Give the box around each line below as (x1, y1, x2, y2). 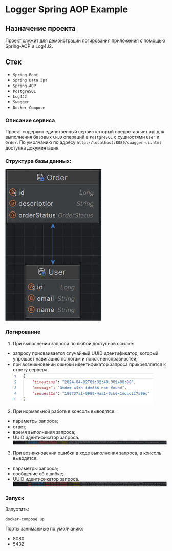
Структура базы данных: (5, 158, 72, 165)
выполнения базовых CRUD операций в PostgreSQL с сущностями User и (5, 134, 160, 140)
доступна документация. (5, 145, 60, 151)
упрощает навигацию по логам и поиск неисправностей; (12, 355, 138, 362)
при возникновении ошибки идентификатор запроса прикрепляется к (12, 361, 166, 367)
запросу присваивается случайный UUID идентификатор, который (12, 350, 159, 356)
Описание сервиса (5, 117, 55, 124)
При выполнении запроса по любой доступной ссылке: (12, 340, 135, 346)
